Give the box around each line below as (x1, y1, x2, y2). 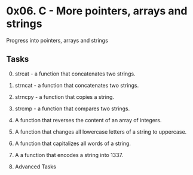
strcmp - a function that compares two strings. (14, 105, 130, 112)
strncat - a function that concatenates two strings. (14, 82, 139, 89)
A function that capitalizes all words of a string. (14, 140, 131, 147)
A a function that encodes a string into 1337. (14, 151, 124, 158)
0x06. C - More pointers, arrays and (6, 4, 188, 18)
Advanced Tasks (14, 163, 57, 170)
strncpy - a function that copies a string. (14, 93, 115, 100)
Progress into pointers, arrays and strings (6, 37, 109, 44)
